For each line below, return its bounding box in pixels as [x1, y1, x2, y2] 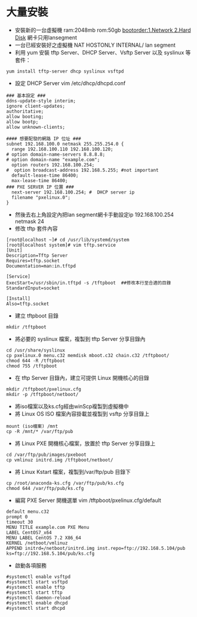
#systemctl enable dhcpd [6, 600, 68, 606]
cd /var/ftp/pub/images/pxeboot [6, 452, 87, 458]
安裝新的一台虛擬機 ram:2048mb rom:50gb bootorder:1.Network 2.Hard [14, 26, 191, 34]
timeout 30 [6, 519, 33, 525]
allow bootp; [6, 119, 39, 125]
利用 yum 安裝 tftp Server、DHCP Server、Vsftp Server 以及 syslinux [14, 49, 184, 56]
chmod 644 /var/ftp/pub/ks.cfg [6, 485, 84, 491]
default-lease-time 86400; [11, 172, 79, 179]
